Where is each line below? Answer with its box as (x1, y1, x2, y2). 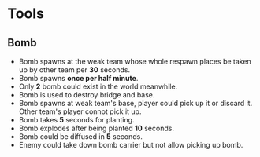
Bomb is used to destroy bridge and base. (18, 90, 155, 99)
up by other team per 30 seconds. (18, 65, 131, 75)
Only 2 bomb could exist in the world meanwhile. (18, 82, 178, 91)
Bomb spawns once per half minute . (18, 74, 139, 82)
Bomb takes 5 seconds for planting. (18, 115, 135, 124)
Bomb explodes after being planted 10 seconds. (18, 123, 175, 133)
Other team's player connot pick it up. (18, 107, 142, 116)
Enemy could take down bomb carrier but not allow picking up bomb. (18, 141, 243, 149)
